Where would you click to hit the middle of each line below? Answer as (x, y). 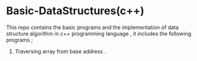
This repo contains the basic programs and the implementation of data (93, 27)
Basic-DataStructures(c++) (75, 11)
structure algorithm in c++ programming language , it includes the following (99, 33)
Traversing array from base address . (60, 51)
